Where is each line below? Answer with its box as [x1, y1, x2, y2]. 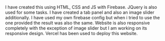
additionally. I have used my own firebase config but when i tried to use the [5, 15, 160, 20]
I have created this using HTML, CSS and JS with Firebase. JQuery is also [5, 4, 157, 10]
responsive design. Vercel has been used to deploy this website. [5, 31, 138, 36]
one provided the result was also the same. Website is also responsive [5, 20, 150, 26]
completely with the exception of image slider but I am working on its [5, 25, 147, 31]
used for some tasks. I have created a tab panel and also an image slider [5, 9, 154, 15]
